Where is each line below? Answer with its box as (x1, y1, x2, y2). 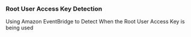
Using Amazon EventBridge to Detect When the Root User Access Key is (5, 18, 185, 25)
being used (5, 24, 34, 31)
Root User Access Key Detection (5, 5, 103, 13)
